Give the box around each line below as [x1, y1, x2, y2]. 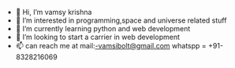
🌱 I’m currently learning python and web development [15, 24, 191, 33]
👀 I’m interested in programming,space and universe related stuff [15, 16, 227, 25]
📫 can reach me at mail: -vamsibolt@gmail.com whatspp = [15, 41, 207, 50]
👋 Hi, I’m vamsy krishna [15, 8, 92, 16]
